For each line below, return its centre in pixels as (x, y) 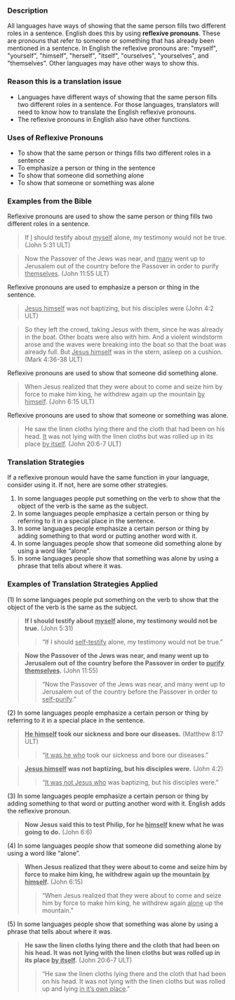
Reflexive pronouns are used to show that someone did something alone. (113, 373)
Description (28, 11)
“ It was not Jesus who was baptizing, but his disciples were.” (130, 782)
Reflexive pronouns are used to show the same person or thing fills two (110, 216)
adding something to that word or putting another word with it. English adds (116, 803)
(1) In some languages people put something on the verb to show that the (113, 599)
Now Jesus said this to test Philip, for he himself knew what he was (124, 824)
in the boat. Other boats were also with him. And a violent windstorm (123, 337)
